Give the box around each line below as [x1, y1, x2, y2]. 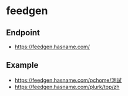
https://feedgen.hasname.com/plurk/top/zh [14, 83, 120, 90]
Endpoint [6, 28, 40, 38]
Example [6, 60, 39, 70]
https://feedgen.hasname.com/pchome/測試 [14, 77, 122, 84]
